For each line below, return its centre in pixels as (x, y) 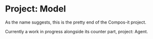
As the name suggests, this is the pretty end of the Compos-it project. (76, 22)
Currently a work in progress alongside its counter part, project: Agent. (76, 31)
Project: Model (36, 9)
